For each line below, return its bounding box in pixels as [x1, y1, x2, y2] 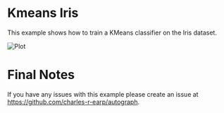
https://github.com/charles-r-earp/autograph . [7, 97, 139, 106]
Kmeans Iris [7, 5, 79, 21]
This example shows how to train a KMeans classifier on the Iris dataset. [7, 28, 217, 37]
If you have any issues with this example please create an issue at [7, 90, 199, 98]
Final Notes [7, 67, 75, 83]
